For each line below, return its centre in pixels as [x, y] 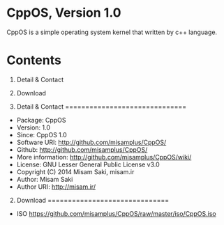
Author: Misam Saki [45, 179]
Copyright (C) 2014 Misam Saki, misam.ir [75, 171]
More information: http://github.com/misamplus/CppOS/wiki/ [104, 157]
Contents [34, 60]
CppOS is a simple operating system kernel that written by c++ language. [112, 32]
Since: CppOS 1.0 [42, 134]
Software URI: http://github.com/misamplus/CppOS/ [91, 142]
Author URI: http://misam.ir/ [56, 187]
